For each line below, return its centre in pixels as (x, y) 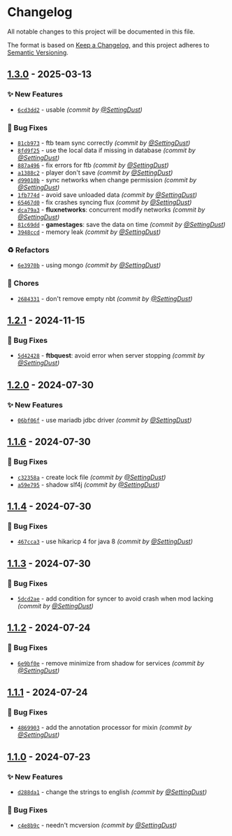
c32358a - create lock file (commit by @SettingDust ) (92, 477)
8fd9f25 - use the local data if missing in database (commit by (106, 150)
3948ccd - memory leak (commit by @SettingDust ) (89, 232)
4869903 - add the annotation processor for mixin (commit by (104, 728)
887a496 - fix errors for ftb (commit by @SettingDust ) (93, 165)
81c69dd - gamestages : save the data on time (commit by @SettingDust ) (121, 224)
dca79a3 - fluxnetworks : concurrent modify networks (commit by (111, 210)
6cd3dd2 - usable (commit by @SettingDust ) (80, 110)
